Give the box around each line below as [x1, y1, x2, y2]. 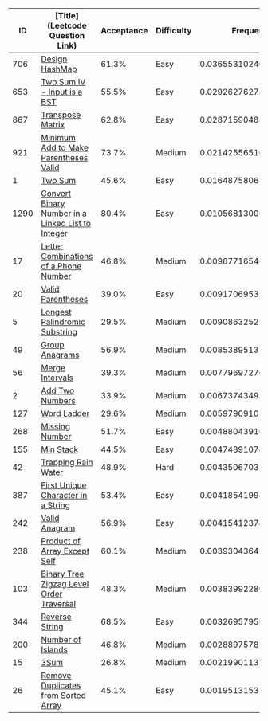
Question [49, 30, 85, 41]
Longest [41, 307, 72, 317]
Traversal [41, 598, 77, 609]
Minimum [41, 132, 76, 143]
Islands [41, 645, 68, 655]
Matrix [41, 120, 65, 130]
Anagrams [41, 350, 80, 360]
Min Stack [41, 444, 79, 455]
